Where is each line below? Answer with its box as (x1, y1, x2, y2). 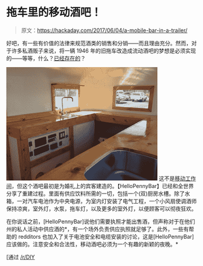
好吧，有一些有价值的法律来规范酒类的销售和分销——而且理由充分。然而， (6, 39, 192, 47)
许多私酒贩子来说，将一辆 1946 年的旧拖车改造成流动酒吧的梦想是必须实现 (11, 47, 196, 54)
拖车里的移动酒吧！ (6, 5, 102, 19)
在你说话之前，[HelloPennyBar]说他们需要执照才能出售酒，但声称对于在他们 (6, 218, 195, 225)
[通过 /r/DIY (6, 253, 35, 261)
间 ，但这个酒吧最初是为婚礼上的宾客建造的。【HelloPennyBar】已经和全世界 (6, 182, 195, 189)
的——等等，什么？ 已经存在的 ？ (6, 54, 86, 62)
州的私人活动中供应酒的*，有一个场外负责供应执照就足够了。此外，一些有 (6, 225, 189, 233)
